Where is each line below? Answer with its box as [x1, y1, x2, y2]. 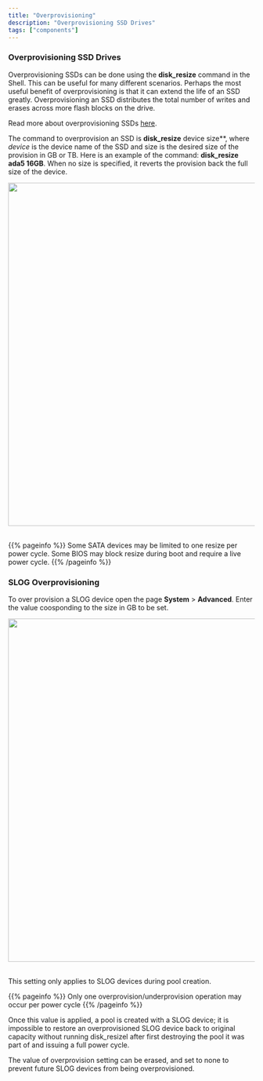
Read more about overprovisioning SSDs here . [8, 118, 157, 128]
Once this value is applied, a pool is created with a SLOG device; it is [8, 1015, 229, 1025]
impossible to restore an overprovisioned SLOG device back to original [8, 1023, 236, 1032]
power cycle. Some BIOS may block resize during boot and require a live [8, 548, 241, 558]
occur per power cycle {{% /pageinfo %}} [8, 999, 143, 1009]
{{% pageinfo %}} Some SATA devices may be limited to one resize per [8, 540, 238, 550]
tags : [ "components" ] [8, 26, 79, 34]
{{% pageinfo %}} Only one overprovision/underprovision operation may [8, 992, 242, 1001]
